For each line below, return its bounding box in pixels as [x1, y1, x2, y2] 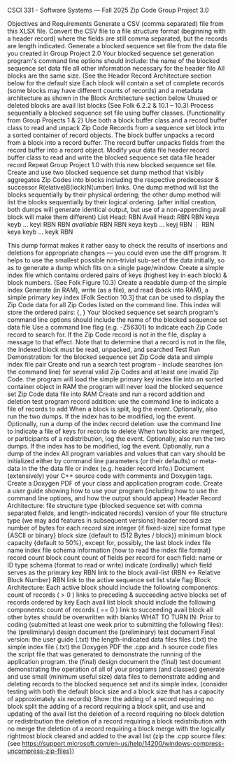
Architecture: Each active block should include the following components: [7, 584, 220, 591]
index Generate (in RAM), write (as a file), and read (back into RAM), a [7, 286, 208, 294]
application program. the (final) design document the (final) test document [7, 658, 222, 665]
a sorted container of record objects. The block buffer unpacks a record [7, 131, 215, 139]
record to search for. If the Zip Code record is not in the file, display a [7, 330, 206, 339]
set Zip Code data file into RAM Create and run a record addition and [7, 390, 205, 398]
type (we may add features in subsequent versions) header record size [7, 516, 212, 524]
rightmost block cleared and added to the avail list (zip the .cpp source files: [7, 732, 227, 740]
